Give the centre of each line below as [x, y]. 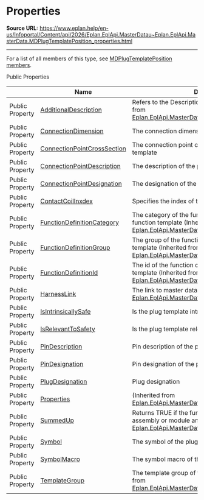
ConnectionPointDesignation [81, 183]
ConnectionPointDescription [81, 166]
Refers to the [150, 102]
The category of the [161, 214]
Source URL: [22, 28]
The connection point [162, 144]
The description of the [164, 166]
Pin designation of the [163, 364]
